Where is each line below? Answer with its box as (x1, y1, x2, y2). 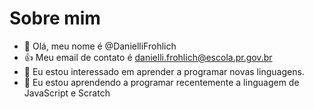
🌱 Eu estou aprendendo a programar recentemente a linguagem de (23, 76, 300, 88)
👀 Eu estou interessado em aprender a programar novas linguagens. (23, 65, 305, 77)
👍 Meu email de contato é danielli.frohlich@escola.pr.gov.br (23, 51, 273, 63)
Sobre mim (9, 7, 101, 30)
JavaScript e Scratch (23, 87, 111, 99)
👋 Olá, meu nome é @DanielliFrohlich (23, 40, 177, 52)
